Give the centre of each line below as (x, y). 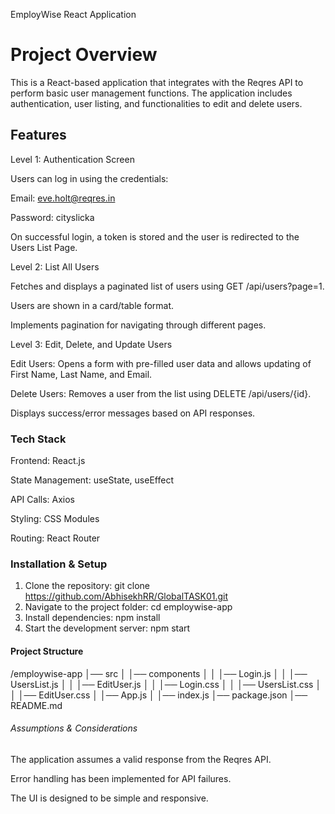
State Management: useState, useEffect (92, 480)
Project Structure (47, 651)
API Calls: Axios (43, 500)
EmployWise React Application (73, 14)
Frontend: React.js (48, 461)
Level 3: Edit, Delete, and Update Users (91, 344)
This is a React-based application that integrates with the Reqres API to (157, 82)
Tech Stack (38, 439)
